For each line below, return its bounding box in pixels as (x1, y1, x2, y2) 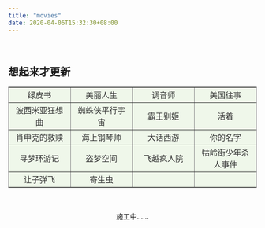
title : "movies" (8, 11, 62, 20)
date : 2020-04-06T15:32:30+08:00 (8, 19, 118, 27)
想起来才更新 (8, 64, 71, 79)
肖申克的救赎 (15, 132, 64, 143)
